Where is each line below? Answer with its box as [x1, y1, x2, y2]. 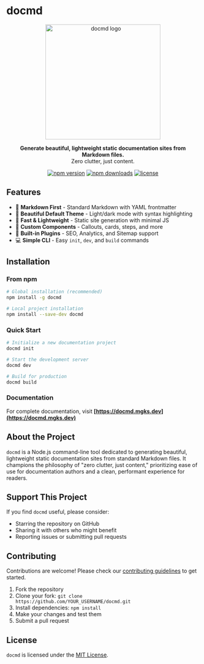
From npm [6, 275, 37, 284]
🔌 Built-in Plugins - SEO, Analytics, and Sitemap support [15, 230, 159, 237]
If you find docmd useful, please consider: [6, 508, 109, 515]
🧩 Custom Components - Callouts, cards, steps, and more [15, 223, 164, 230]
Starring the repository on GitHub [15, 520, 100, 528]
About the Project [6, 432, 75, 442]
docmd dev [6, 362, 32, 368]
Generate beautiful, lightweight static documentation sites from [20, 144, 186, 152]
